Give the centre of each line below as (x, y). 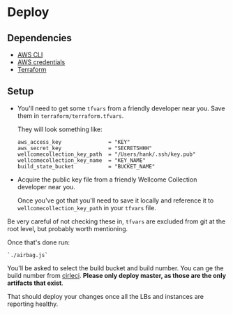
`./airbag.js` (28, 255)
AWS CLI (30, 54)
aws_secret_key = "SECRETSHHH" (84, 148)
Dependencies (39, 38)
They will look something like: (60, 129)
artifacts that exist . (36, 283)
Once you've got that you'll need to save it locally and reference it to (115, 200)
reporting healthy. (33, 304)
